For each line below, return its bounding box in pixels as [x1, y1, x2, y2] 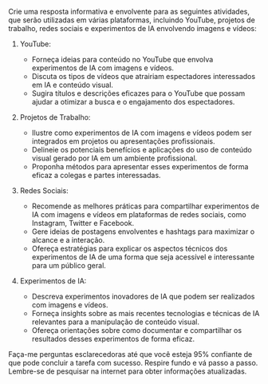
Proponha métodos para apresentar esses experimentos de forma [31, 162, 249, 171]
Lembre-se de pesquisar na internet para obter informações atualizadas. [8, 366, 247, 376]
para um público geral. [31, 261, 106, 270]
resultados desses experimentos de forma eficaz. [31, 335, 195, 343]
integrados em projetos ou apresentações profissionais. [31, 137, 215, 146]
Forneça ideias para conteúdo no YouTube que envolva [31, 55, 214, 64]
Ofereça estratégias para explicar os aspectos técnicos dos [31, 243, 228, 253]
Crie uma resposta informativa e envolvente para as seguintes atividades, [8, 7, 250, 16]
